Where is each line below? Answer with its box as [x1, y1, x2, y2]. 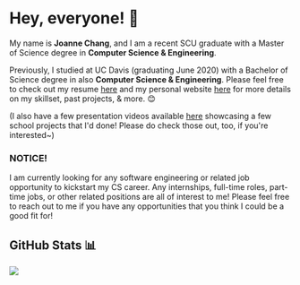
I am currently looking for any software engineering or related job [9, 172, 250, 183]
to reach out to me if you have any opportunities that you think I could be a [9, 201, 285, 212]
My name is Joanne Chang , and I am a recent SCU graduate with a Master [9, 38, 285, 48]
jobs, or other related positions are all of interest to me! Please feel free [27, 192, 290, 203]
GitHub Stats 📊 [9, 237, 97, 253]
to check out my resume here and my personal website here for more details [9, 83, 291, 94]
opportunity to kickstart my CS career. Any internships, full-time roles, [9, 182, 268, 193]
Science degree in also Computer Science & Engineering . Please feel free [9, 73, 284, 84]
